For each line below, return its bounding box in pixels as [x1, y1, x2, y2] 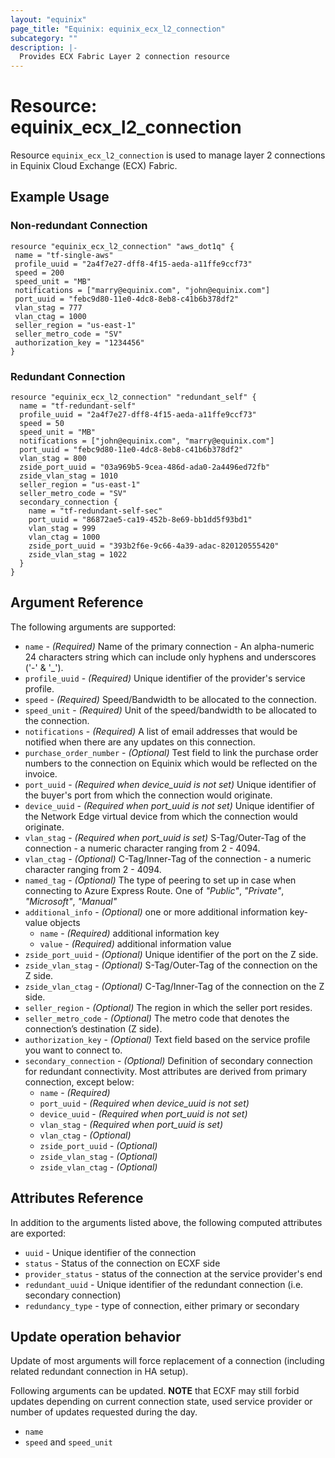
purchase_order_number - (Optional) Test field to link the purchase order [24, 746, 319, 758]
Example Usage [10, 189, 110, 206]
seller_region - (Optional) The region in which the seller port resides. [24, 1001, 313, 1013]
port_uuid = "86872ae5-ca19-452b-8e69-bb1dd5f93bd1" [28, 515, 253, 525]
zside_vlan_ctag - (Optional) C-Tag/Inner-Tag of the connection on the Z [24, 980, 325, 992]
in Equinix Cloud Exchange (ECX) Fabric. [10, 160, 178, 172]
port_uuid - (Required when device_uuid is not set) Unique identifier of [24, 778, 317, 790]
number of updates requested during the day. [10, 1406, 198, 1418]
